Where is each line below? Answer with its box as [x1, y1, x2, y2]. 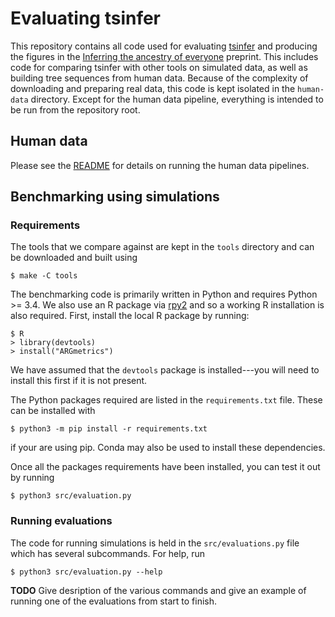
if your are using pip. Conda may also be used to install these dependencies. [10, 442, 326, 454]
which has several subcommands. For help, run [10, 547, 206, 559]
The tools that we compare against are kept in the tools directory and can [10, 241, 315, 253]
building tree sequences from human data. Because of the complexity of [10, 72, 309, 84]
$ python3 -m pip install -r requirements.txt [10, 424, 208, 434]
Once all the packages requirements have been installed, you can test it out [10, 461, 321, 473]
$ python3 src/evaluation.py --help [10, 567, 163, 577]
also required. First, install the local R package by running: [10, 310, 250, 322]
